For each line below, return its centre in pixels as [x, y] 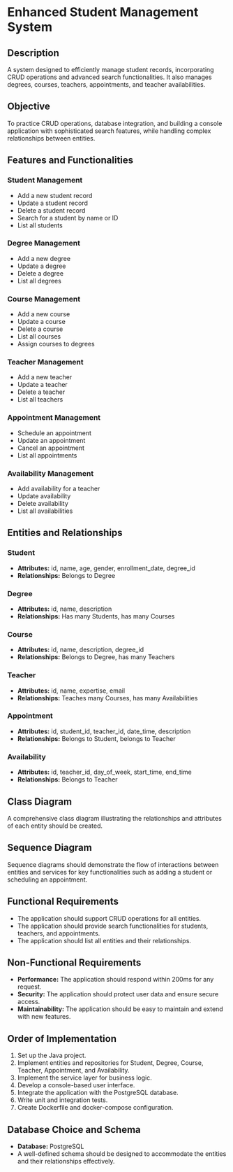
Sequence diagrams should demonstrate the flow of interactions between [113, 864]
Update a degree [42, 266]
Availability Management [51, 473]
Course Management [44, 299]
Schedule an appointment [54, 433]
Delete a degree [40, 273]
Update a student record [53, 203]
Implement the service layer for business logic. [84, 1078]
